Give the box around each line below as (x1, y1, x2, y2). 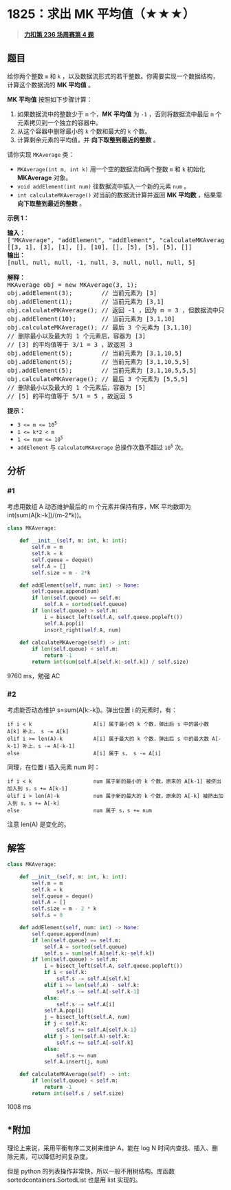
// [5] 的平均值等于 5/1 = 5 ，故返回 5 (7, 392, 133, 400)
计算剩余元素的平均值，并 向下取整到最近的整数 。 (16, 136, 159, 144)
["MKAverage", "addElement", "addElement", (7, 236, 156, 244)
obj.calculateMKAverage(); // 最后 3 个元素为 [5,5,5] (7, 375, 189, 382)
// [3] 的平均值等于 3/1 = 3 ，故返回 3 (7, 340, 133, 348)
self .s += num (56, 1052, 97, 1059)
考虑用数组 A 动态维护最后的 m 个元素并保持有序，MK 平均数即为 (7, 503, 191, 511)
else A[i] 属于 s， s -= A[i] (7, 750, 162, 757)
